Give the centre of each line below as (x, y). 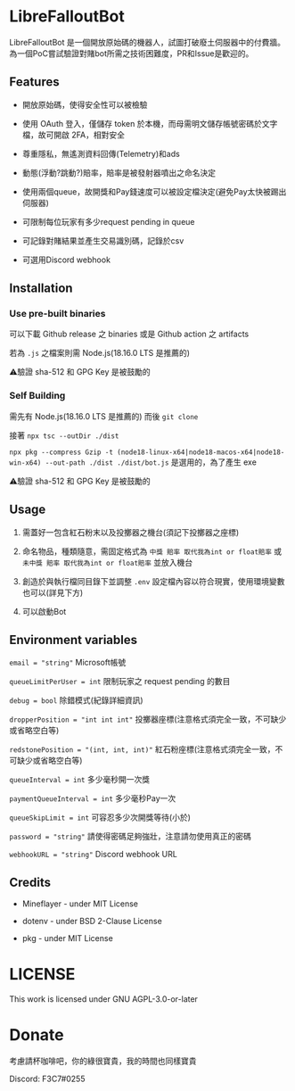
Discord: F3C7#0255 (47, 1079)
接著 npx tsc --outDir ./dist (64, 435)
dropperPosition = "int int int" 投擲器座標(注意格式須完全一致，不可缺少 (148, 719)
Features (34, 82)
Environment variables (74, 640)
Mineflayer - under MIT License (80, 904)
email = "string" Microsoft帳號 (68, 663)
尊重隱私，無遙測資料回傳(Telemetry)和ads (101, 153)
